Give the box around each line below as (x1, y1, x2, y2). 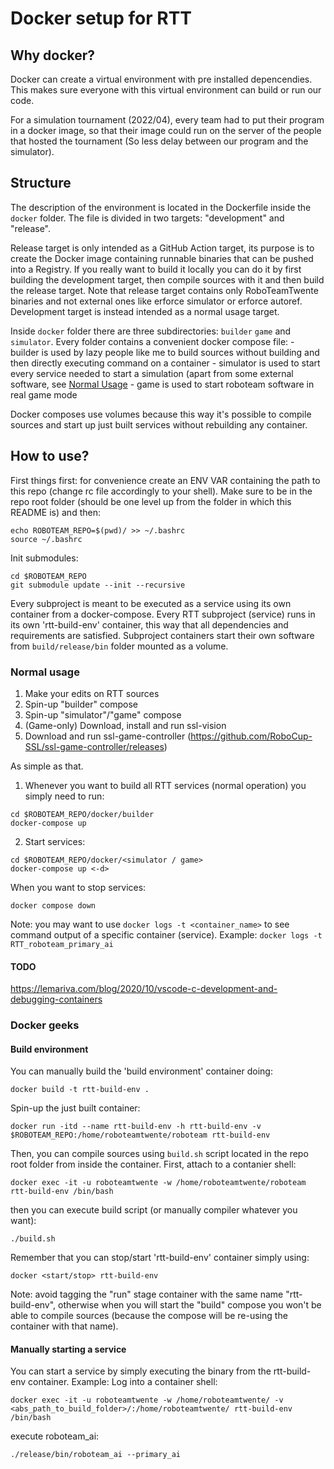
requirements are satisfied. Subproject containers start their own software (10, 629, 315, 641)
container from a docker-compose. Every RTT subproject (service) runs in (10, 608, 316, 620)
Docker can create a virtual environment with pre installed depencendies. (10, 73, 313, 85)
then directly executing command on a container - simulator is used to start (10, 357, 321, 369)
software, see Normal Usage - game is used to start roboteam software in (10, 378, 315, 390)
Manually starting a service (10, 1343, 127, 1355)
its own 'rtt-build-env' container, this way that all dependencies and (10, 618, 289, 631)
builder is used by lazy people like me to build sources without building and (10, 346, 320, 358)
